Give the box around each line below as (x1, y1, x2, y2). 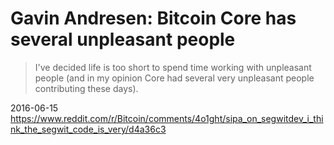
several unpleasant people (10, 28, 236, 51)
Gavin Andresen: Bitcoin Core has (10, 7, 297, 30)
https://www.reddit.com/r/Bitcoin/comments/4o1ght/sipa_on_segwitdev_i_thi (10, 112, 324, 124)
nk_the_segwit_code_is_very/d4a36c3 (10, 123, 167, 135)
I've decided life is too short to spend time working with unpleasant (34, 61, 312, 73)
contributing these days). (34, 82, 139, 94)
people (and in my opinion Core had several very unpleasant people (34, 72, 315, 84)
